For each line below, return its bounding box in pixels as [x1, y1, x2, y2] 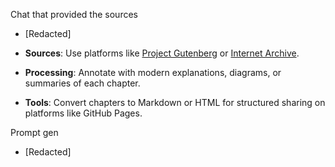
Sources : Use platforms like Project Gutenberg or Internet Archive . [24, 47, 300, 59]
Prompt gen [10, 127, 59, 138]
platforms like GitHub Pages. [24, 107, 143, 119]
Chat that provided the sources [10, 9, 138, 20]
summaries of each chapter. [24, 77, 141, 89]
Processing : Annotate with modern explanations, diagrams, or [24, 67, 282, 78]
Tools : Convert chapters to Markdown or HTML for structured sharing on [24, 97, 326, 108]
